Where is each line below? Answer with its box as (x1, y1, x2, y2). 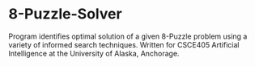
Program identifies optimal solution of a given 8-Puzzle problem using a (8, 31, 248, 41)
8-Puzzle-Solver (8, 5, 123, 23)
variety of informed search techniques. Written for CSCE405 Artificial (8, 39, 240, 49)
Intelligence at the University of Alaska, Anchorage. (8, 48, 180, 58)
